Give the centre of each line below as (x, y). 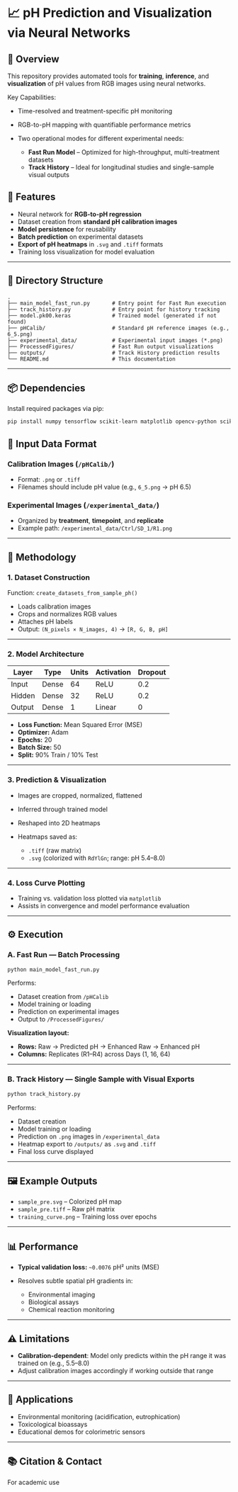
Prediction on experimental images (68, 1012)
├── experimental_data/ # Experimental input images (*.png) (115, 340)
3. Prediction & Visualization (57, 780)
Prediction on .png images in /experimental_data (89, 1136)
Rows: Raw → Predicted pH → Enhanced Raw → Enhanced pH (109, 1047)
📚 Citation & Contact (55, 1462)
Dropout (152, 672)
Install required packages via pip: (56, 409)
